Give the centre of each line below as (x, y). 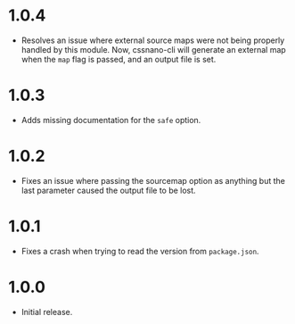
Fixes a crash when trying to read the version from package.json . (140, 251)
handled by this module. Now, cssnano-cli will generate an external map (153, 49)
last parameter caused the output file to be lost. (109, 190)
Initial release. (47, 312)
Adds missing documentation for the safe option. (111, 120)
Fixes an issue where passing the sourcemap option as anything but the (153, 180)
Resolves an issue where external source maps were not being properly (153, 40)
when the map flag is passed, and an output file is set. (119, 59)
